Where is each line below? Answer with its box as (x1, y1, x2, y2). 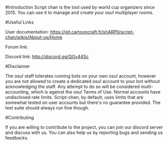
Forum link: (5, 44, 29, 49)
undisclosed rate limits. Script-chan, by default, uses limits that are (5, 94, 143, 100)
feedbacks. (5, 135, 29, 140)
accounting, (5, 89, 30, 94)
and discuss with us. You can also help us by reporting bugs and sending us (5, 129, 163, 135)
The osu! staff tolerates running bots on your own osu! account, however (5, 73, 156, 79)
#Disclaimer (5, 63, 30, 69)
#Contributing (5, 114, 34, 120)
